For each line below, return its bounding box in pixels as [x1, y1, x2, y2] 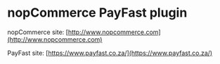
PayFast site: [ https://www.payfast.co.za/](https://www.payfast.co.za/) [7, 49, 213, 57]
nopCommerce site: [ [7, 28, 69, 36]
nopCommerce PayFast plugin [7, 5, 188, 21]
